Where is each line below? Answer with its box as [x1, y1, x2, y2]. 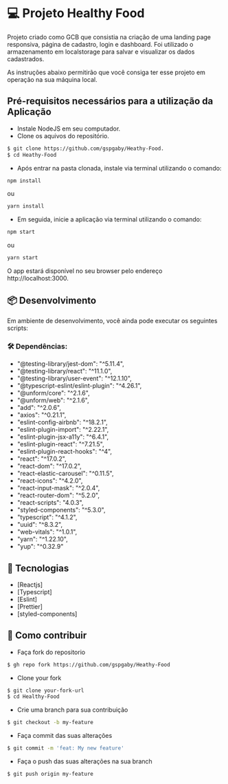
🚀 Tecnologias [7, 562, 69, 574]
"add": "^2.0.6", [16, 404, 62, 412]
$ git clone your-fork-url [7, 687, 84, 694]
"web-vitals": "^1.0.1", [16, 527, 78, 536]
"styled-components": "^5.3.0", [16, 506, 106, 514]
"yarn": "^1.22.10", [16, 535, 68, 543]
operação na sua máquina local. [7, 75, 98, 83]
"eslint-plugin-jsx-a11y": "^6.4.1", [16, 433, 109, 441]
